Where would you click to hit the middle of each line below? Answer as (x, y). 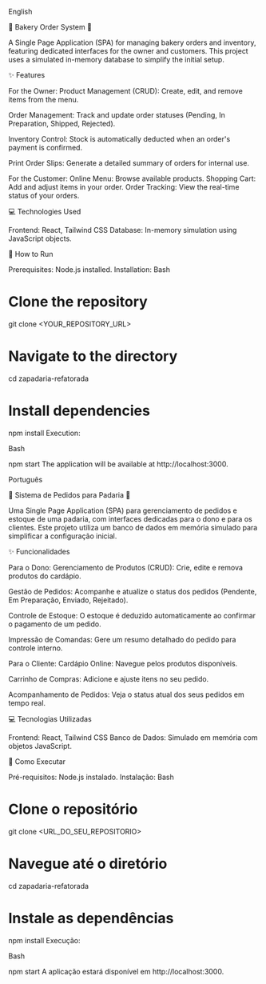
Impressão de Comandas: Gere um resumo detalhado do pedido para (122, 639)
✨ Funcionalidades (39, 551)
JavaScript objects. (40, 238)
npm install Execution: (45, 433)
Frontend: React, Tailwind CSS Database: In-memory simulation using (123, 230)
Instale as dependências (91, 918)
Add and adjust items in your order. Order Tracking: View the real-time (124, 187)
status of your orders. (44, 196)
